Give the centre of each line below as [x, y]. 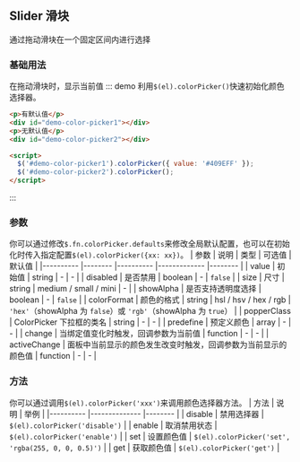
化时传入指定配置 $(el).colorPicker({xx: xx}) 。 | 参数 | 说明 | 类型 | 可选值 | [151, 255]
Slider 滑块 [39, 16]
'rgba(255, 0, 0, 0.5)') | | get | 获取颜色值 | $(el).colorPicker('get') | [145, 448]
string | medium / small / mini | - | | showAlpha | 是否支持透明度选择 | [135, 289]
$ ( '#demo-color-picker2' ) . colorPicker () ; [96, 172]
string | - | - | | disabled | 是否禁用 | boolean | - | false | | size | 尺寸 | [158, 277]
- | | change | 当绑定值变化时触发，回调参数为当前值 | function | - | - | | [139, 334]
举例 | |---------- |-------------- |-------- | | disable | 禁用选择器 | [144, 414]
